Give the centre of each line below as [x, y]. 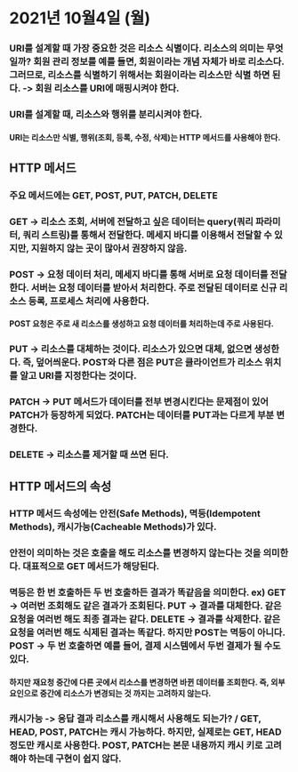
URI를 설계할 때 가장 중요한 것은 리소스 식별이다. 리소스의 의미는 [137, 48]
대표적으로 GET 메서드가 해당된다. [91, 567]
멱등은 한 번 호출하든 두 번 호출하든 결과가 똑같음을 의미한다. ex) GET [148, 592]
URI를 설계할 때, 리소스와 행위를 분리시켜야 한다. [106, 115]
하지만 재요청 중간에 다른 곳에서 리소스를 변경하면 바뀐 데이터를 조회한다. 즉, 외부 [147, 682]
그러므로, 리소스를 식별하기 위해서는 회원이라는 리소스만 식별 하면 [140, 75]
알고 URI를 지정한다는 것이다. [78, 376]
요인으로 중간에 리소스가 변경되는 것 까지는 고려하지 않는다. [110, 693]
